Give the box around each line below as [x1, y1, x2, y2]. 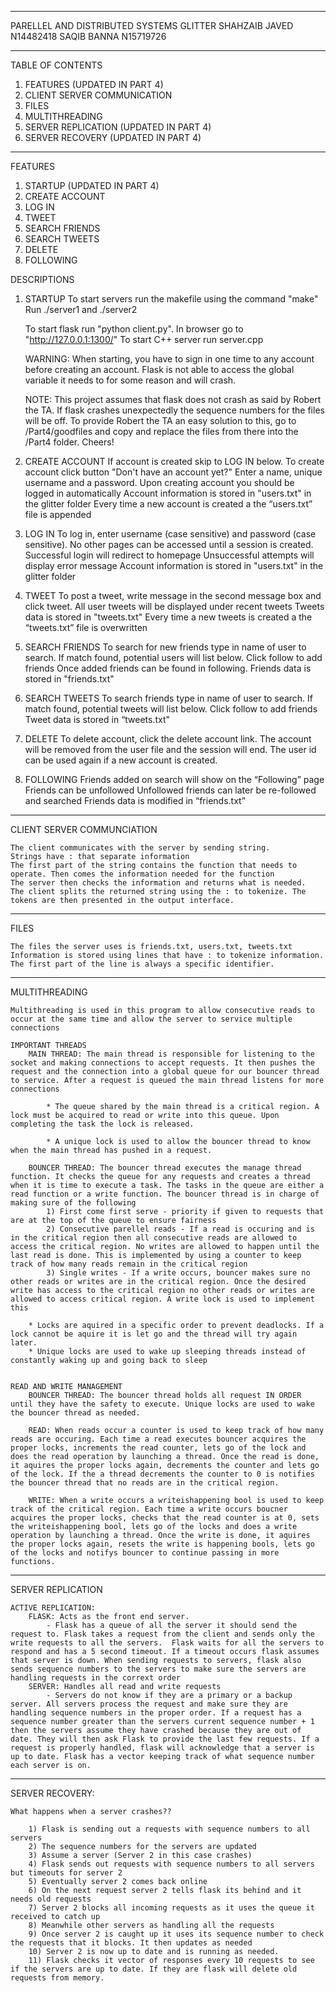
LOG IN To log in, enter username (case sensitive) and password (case [24, 528, 317, 540]
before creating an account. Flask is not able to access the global [24, 364, 295, 375]
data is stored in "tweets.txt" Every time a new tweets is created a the [24, 611, 313, 623]
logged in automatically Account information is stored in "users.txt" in [24, 487, 312, 499]
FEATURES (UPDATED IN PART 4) [24, 79, 164, 90]
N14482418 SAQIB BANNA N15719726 [10, 31, 167, 42]
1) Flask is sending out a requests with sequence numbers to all [28, 1824, 311, 1834]
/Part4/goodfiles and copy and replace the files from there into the [24, 426, 299, 437]
